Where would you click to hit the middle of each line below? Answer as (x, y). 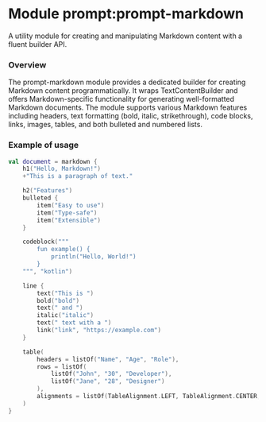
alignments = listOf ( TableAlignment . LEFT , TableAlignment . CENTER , (149, 397)
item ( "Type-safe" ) (67, 213)
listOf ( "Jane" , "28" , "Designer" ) (108, 381)
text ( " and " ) (60, 308)
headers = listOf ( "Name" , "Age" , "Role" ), (108, 359)
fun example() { (64, 250)
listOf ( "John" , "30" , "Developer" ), (111, 374)
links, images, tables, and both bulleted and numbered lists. (105, 125)
